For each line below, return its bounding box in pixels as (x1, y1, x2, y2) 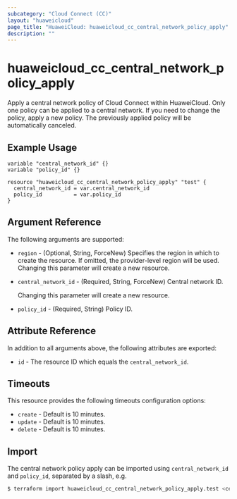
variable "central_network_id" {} (7, 160, 109, 167)
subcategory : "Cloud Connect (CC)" (7, 10, 112, 18)
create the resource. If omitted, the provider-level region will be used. (17, 256, 220, 264)
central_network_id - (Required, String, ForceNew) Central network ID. (17, 277, 224, 285)
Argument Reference (7, 216, 102, 228)
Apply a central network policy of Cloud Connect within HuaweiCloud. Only (7, 99, 226, 107)
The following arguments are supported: (7, 235, 125, 243)
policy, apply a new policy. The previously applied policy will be (7, 113, 192, 122)
